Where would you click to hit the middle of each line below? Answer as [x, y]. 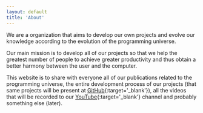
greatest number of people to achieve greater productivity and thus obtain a [101, 59]
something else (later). [34, 103]
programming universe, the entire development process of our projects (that [101, 84]
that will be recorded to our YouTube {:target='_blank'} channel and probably [101, 97]
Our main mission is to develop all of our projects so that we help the [92, 53]
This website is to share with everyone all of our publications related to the [99, 77]
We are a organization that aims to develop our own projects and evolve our [101, 34]
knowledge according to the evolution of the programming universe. [91, 41]
